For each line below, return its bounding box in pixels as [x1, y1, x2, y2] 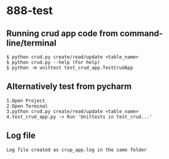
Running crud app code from [6, 28, 119, 39]
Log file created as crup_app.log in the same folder [6, 147, 147, 153]
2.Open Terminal [6, 103, 48, 109]
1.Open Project [6, 98, 45, 104]
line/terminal [6, 37, 57, 48]
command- [119, 28, 163, 39]
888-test [6, 4, 53, 18]
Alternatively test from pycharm [6, 81, 132, 92]
